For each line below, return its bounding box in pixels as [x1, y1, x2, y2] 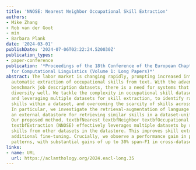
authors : [6, 14, 27, 20]
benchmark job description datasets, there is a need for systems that [11, 85, 190, 91]
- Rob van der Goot [6, 25, 54, 31]
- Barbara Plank [6, 36, 45, 41]
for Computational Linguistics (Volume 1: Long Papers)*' [11, 68, 156, 74]
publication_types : [6, 52, 54, 58]
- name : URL [6, 150, 35, 155]
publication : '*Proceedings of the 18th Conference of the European [6, 63, 176, 69]
